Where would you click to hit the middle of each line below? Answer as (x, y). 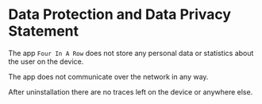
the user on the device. (46, 61)
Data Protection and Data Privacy (120, 15)
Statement (44, 31)
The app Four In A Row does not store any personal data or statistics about (131, 53)
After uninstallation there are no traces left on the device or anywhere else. (131, 91)
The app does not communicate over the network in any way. (108, 76)
